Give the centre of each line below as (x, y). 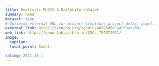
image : (12, 38)
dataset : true (20, 19)
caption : (19, 42)
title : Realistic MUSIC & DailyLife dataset (52, 10)
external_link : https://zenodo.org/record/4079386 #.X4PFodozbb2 (73, 28)
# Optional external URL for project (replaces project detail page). (80, 24)
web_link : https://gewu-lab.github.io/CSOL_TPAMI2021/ (63, 33)
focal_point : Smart (30, 47)
